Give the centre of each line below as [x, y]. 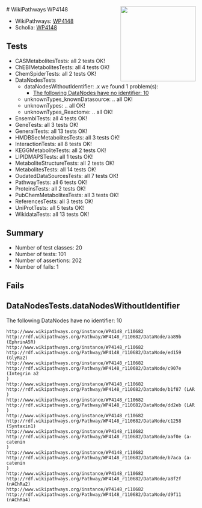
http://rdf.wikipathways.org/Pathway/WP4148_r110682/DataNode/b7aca [94, 458]
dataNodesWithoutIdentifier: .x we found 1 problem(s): [91, 86]
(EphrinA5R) [21, 342]
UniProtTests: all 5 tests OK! [49, 207]
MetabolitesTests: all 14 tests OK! [56, 169]
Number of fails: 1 [37, 266]
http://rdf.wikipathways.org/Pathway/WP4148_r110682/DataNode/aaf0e [94, 436]
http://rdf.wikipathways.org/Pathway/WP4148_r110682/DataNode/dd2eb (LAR [101, 405]
